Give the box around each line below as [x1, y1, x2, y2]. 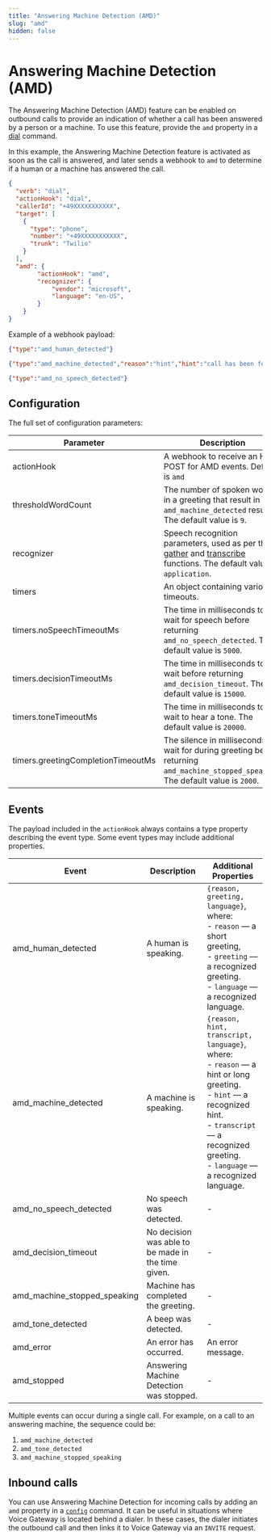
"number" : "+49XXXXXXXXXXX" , [29, 232, 128, 241]
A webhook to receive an [163, 451, 258, 462]
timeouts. [163, 591, 199, 603]
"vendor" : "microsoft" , [51, 284, 131, 293]
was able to [146, 1237, 190, 1248]
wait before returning [163, 668, 244, 680]
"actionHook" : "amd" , [37, 270, 110, 278]
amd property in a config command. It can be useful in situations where [8, 1506, 244, 1515]
